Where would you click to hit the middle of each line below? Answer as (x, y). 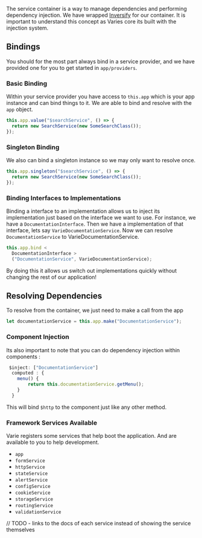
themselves (21, 530)
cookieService (33, 493)
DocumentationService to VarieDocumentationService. (73, 236)
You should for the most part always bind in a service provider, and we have (100, 61)
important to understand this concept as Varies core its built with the (91, 21)
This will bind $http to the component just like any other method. (87, 407)
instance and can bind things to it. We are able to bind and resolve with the (99, 103)
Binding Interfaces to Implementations (64, 198)
